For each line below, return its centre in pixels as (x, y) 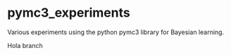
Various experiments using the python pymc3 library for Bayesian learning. (115, 32)
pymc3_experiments (69, 13)
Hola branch (25, 45)
